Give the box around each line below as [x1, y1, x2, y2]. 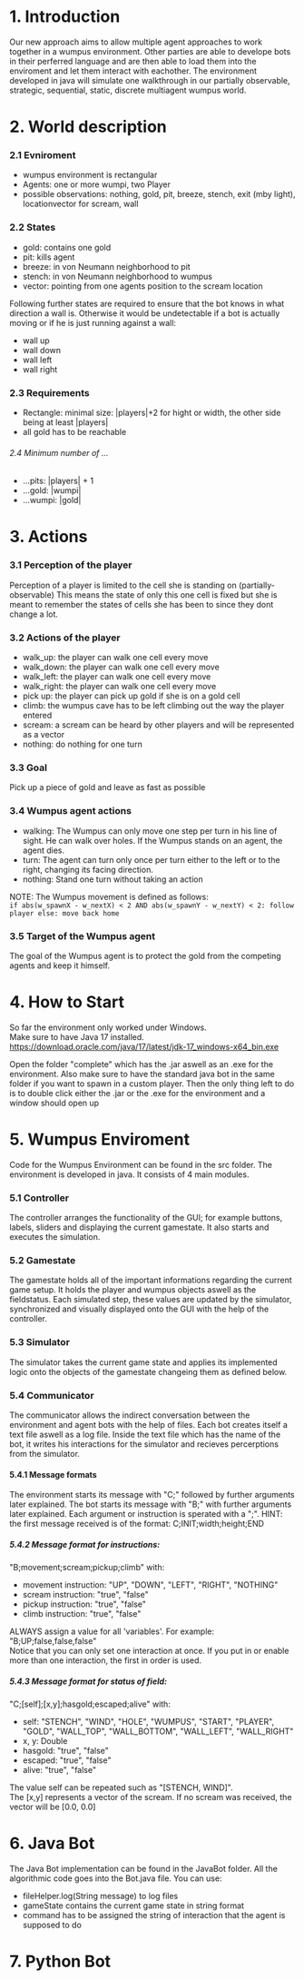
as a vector [22, 729, 65, 739]
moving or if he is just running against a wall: [9, 317, 177, 328]
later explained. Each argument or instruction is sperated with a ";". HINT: [9, 1509, 283, 1520]
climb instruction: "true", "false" [22, 1609, 142, 1619]
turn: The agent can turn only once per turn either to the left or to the [22, 854, 280, 865]
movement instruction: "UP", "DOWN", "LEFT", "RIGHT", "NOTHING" [22, 1579, 279, 1590]
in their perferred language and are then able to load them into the [9, 55, 257, 66]
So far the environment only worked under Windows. [9, 1022, 207, 1033]
